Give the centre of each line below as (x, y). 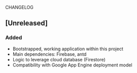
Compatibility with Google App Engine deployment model (73, 65)
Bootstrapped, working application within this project (68, 49)
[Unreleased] (27, 23)
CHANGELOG (20, 7)
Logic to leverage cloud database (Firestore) (59, 59)
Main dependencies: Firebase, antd (49, 54)
